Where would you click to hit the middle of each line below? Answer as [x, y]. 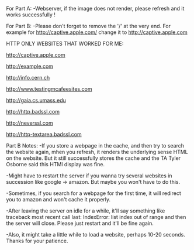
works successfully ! [31, 15]
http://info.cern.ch [28, 78]
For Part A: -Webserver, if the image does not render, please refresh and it [95, 8]
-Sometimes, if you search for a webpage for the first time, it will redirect [93, 193]
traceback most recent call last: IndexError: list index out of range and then [96, 217]
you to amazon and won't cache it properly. [58, 199]
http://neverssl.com [30, 123]
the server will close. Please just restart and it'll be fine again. [80, 223]
